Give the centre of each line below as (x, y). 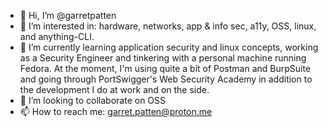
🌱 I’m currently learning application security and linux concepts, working (169, 47)
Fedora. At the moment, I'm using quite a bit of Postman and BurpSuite (165, 68)
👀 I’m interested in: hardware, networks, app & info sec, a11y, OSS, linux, (168, 26)
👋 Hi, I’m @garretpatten (68, 15)
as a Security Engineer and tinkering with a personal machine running (163, 58)
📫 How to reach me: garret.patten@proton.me (116, 111)
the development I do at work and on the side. (114, 89)
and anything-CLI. (57, 36)
